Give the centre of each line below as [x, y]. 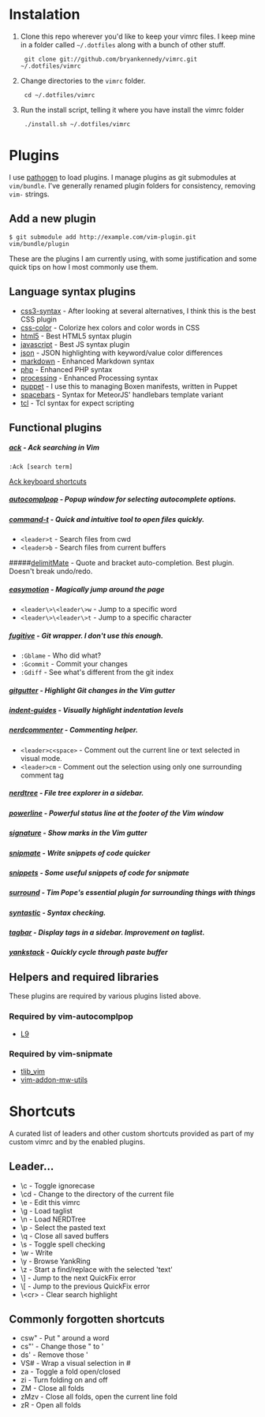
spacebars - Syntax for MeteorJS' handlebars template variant [122, 394]
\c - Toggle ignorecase [58, 1185]
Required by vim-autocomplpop [71, 1016]
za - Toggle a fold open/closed [70, 1372]
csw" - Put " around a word [65, 1338]
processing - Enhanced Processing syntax [89, 378]
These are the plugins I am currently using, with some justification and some [133, 259]
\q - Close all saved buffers [65, 1236]
